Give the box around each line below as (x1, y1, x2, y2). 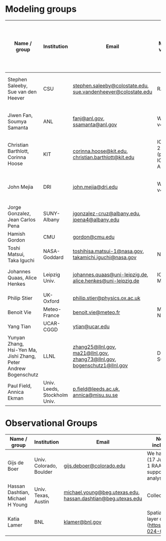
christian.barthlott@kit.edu (73, 154, 135, 161)
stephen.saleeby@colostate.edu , (73, 82, 149, 89)
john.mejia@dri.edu (73, 183, 118, 190)
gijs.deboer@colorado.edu (63, 462, 125, 469)
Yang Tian (7, 323, 31, 330)
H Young (7, 501, 28, 508)
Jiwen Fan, (7, 112, 33, 119)
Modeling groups (5, 3, 77, 15)
